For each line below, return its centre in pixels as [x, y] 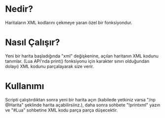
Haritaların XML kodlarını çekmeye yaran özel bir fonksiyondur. [69, 23]
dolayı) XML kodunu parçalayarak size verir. [49, 66]
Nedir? [19, 9]
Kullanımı [25, 86]
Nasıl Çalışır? [33, 42]
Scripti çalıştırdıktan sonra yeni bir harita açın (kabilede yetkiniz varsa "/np [81, 99]
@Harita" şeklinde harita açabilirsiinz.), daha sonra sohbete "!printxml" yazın [83, 105]
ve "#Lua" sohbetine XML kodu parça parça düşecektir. [62, 110]
